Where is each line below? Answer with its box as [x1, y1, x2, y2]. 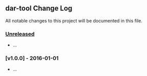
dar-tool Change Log [5, 4, 72, 13]
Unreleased [5, 30, 35, 37]
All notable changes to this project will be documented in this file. [5, 17, 143, 23]
